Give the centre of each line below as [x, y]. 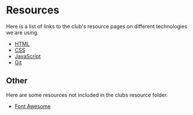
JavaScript [28, 56]
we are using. [23, 32]
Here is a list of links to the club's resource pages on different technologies [97, 26]
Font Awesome [33, 106]
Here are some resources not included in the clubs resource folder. [87, 95]
